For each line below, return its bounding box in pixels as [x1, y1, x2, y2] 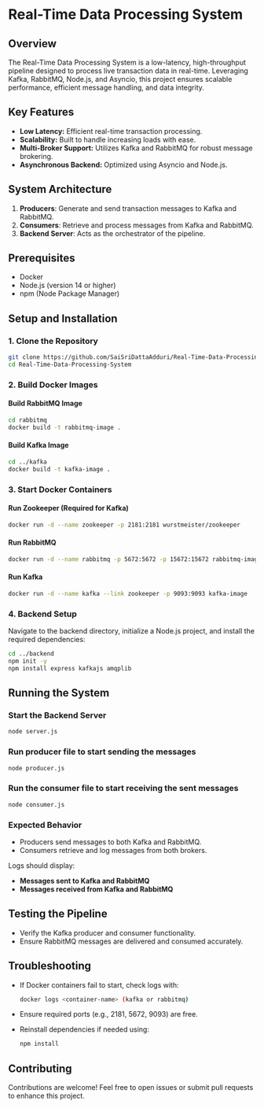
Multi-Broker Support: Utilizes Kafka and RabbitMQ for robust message [19, 143, 253, 153]
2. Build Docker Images [8, 379, 98, 390]
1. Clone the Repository [8, 335, 98, 346]
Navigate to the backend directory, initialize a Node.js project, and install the [8, 626, 255, 636]
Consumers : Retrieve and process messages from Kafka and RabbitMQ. [19, 220, 254, 230]
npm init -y [8, 657, 47, 666]
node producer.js [8, 764, 65, 772]
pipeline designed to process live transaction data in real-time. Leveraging [8, 66, 249, 76]
